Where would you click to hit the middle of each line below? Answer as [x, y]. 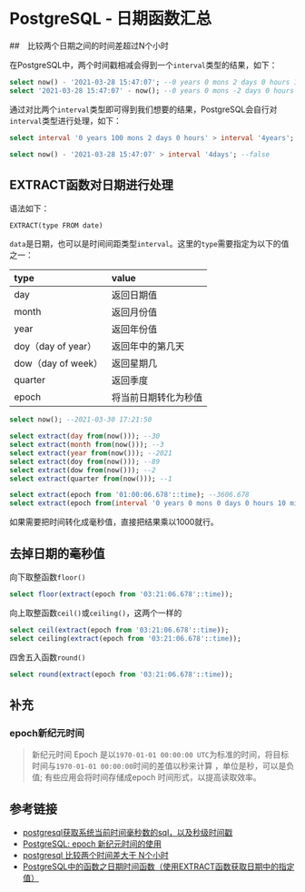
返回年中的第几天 [148, 347]
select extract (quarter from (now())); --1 [91, 479]
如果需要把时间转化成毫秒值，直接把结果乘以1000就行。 [114, 522]
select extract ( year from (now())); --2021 [91, 453]
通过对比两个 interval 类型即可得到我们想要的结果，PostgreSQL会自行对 [143, 109]
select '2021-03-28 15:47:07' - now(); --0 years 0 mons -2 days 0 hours [152, 91]
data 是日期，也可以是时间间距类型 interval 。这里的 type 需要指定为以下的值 [149, 244]
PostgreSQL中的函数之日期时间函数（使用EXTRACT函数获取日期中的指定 [158, 867]
